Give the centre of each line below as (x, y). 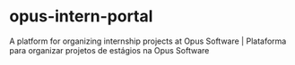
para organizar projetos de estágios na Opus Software (109, 50)
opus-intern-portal (81, 16)
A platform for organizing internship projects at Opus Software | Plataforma (148, 41)
